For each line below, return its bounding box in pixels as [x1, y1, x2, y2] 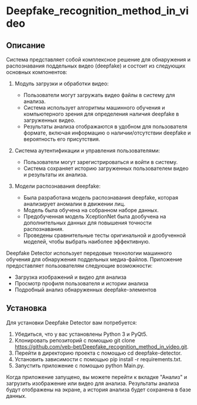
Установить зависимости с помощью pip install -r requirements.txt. [14, 355, 182, 362]
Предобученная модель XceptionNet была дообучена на [23, 213, 166, 220]
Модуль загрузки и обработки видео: [14, 80, 109, 87]
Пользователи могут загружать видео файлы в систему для [23, 92, 175, 98]
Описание [6, 40, 45, 50]
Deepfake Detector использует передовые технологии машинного [6, 250, 172, 256]
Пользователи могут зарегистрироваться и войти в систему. [23, 159, 178, 165]
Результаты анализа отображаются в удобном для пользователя [23, 123, 188, 130]
